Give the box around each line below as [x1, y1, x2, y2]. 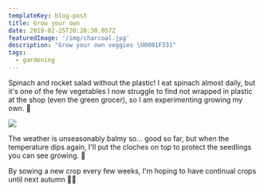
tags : [8, 49, 26, 57]
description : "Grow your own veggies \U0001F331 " [8, 41, 177, 49]
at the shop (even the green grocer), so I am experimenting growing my [8, 95, 243, 104]
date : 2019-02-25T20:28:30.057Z [8, 26, 116, 34]
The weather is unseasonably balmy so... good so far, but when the [8, 133, 230, 143]
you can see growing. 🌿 [8, 151, 86, 160]
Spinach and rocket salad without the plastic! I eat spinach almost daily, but [8, 77, 256, 88]
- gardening [15, 57, 56, 65]
